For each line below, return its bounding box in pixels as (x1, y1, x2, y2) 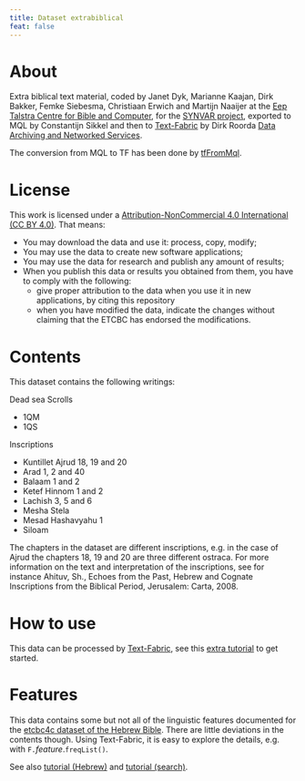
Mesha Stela (22, 505, 70, 516)
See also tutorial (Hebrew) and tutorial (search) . (9, 762, 188, 773)
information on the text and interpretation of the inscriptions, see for (9, 561, 265, 572)
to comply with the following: (22, 275, 132, 287)
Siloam (22, 525, 49, 536)
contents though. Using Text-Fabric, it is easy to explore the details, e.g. (9, 735, 280, 745)
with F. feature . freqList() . (9, 744, 109, 755)
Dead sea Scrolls (9, 394, 73, 406)
